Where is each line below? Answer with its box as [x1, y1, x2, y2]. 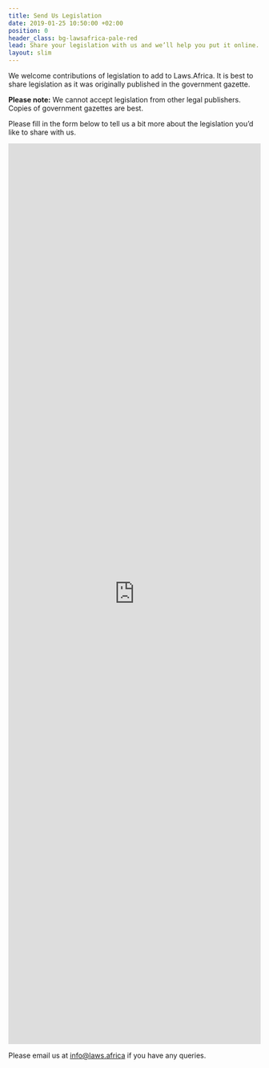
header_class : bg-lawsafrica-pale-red [8, 34, 138, 42]
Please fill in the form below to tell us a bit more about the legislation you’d [8, 119, 254, 128]
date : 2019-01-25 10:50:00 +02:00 [8, 19, 124, 27]
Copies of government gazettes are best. [8, 103, 144, 113]
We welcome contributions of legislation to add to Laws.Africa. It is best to [8, 71, 254, 80]
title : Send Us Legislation [8, 11, 102, 20]
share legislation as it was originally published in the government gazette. [8, 79, 251, 89]
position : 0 [8, 26, 48, 34]
